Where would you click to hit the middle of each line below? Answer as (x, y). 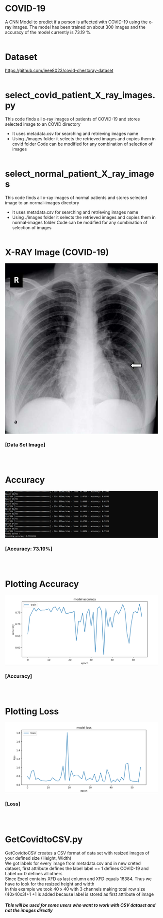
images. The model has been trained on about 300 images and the (79, 27)
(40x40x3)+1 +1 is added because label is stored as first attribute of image (80, 894)
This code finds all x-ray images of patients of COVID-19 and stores (73, 119)
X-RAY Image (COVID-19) (57, 252)
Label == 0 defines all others (34, 873)
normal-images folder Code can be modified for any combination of (80, 222)
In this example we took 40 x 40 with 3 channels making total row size (75, 889)
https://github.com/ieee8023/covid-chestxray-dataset (59, 70)
